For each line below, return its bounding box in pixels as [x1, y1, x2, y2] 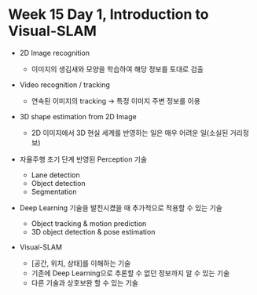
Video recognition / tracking [19, 80, 110, 89]
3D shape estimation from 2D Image [19, 111, 137, 121]
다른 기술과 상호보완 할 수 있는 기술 [31, 278, 139, 287]
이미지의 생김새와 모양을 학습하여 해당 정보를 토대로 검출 [31, 64, 204, 74]
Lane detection [31, 170, 80, 180]
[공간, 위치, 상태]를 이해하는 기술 [31, 258, 131, 268]
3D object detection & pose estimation [31, 227, 156, 236]
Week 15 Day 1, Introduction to [8, 5, 209, 24]
